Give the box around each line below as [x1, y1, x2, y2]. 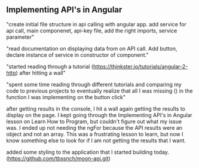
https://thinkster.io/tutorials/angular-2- [93, 63, 188, 70]
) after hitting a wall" [16, 69, 66, 77]
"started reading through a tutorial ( [6, 63, 94, 70]
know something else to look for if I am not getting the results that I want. [6, 137, 186, 144]
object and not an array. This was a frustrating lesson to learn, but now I [6, 130, 183, 138]
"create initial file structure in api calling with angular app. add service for [6, 20, 187, 28]
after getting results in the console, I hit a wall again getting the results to [6, 105, 185, 112]
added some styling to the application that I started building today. [6, 148, 169, 155]
